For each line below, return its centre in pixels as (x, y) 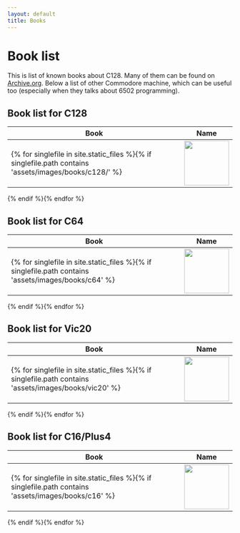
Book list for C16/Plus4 (59, 437)
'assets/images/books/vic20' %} (66, 387)
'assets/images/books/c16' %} (63, 495)
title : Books (27, 21)
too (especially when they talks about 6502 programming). (94, 91)
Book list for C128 (47, 113)
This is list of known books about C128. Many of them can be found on (111, 76)
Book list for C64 (46, 221)
